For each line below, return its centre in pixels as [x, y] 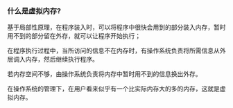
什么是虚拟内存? [34, 10]
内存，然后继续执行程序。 [62, 60]
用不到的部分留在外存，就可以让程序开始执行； [74, 36]
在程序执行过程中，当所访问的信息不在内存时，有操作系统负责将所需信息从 [113, 51]
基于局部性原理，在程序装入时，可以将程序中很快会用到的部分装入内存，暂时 [116, 27]
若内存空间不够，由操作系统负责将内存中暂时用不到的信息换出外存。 [104, 74]
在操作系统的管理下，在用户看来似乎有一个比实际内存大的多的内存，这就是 [113, 89]
